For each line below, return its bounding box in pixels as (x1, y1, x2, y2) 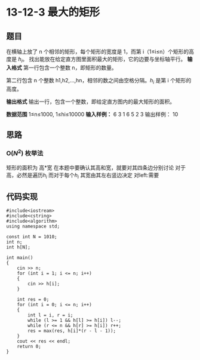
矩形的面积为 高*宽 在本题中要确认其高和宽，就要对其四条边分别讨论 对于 (6, 164, 186, 171)
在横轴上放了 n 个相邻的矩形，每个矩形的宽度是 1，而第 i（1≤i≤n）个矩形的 (6, 48, 189, 55)
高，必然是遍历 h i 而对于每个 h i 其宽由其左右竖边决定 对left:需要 (6, 171, 159, 180)
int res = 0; (17, 297, 50, 303)
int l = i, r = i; (27, 312, 73, 318)
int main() (6, 255, 33, 261)
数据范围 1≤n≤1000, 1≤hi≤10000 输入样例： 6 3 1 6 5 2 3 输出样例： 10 (6, 110, 179, 118)
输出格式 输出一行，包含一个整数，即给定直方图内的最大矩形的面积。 (6, 98, 175, 105)
